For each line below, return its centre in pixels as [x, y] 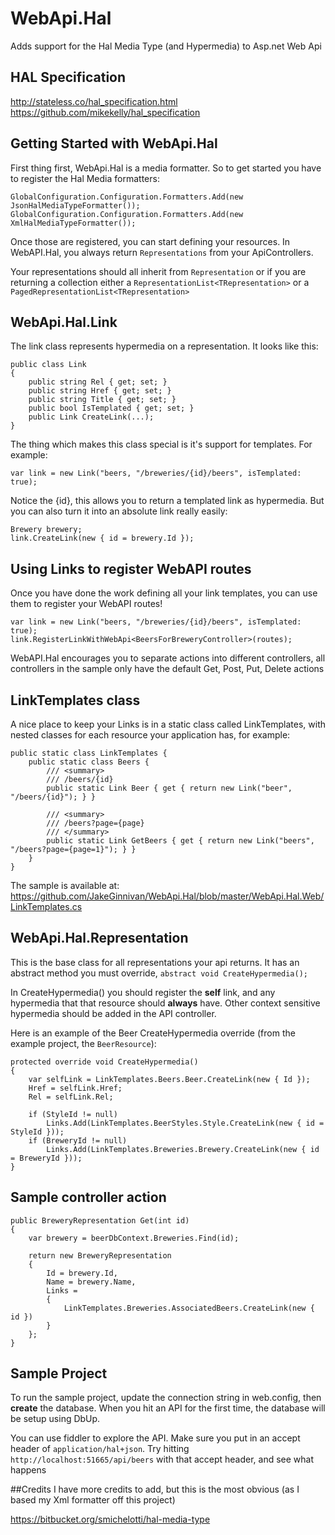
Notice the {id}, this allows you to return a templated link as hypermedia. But [167, 501]
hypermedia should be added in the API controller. [113, 1013]
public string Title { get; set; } [102, 400]
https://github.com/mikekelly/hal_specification [105, 112]
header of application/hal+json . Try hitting [100, 1449]
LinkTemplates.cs [46, 906]
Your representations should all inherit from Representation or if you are [158, 271]
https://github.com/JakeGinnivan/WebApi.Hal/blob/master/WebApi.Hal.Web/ [167, 896]
